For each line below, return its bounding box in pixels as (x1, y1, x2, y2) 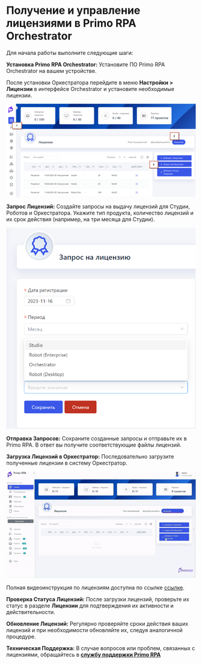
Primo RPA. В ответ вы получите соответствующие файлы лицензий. (6, 441, 182, 448)
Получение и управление (6, 4, 141, 17)
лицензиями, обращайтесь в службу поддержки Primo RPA (6, 651, 161, 659)
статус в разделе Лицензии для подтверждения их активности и (6, 602, 174, 609)
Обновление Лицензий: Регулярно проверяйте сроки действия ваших (6, 620, 189, 627)
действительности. (6, 609, 55, 616)
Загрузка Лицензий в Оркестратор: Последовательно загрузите (6, 453, 174, 460)
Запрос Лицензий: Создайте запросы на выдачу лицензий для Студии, (6, 202, 191, 210)
